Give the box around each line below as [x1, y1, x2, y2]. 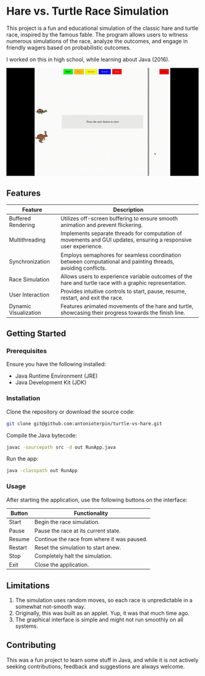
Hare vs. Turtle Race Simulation [6, 4, 169, 18]
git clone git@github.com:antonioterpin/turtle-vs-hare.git [6, 420, 163, 426]
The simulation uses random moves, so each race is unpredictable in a [15, 596, 193, 603]
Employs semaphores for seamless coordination [60, 251, 181, 259]
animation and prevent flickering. [60, 221, 143, 228]
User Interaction [9, 291, 50, 298]
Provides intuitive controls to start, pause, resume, [60, 288, 187, 295]
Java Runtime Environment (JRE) [15, 372, 98, 379]
